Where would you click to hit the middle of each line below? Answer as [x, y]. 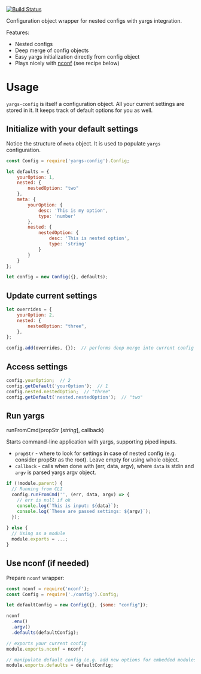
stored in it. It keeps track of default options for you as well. [80, 110]
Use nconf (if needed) [48, 564]
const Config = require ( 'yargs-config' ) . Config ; [68, 161]
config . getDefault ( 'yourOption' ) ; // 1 [57, 386]
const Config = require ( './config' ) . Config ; [63, 594]
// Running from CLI [37, 489]
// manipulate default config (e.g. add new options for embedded [91, 660]
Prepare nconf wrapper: [35, 578]
